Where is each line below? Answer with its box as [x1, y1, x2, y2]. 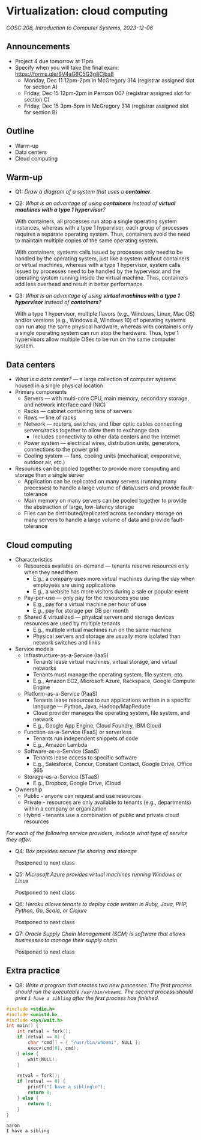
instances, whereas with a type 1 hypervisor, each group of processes [14, 224, 188, 231]
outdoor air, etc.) [23, 459, 65, 466]
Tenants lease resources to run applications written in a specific [32, 696, 191, 703]
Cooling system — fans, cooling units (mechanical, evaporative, [23, 452, 182, 459]
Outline [6, 126, 34, 136]
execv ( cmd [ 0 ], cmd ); [28, 1045, 79, 1051]
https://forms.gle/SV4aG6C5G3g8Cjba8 [14, 70, 114, 78]
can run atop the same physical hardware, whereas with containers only [14, 323, 194, 330]
